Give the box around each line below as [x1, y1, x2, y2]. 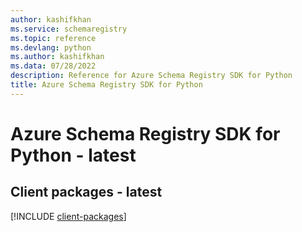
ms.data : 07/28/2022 [10, 61, 97, 71]
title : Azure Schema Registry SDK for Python [10, 80, 203, 90]
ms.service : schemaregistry [10, 24, 128, 34]
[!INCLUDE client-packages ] [10, 210, 127, 222]
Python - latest [10, 144, 137, 166]
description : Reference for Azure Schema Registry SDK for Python [10, 71, 293, 81]
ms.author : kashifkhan [10, 52, 105, 62]
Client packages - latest [10, 184, 163, 201]
